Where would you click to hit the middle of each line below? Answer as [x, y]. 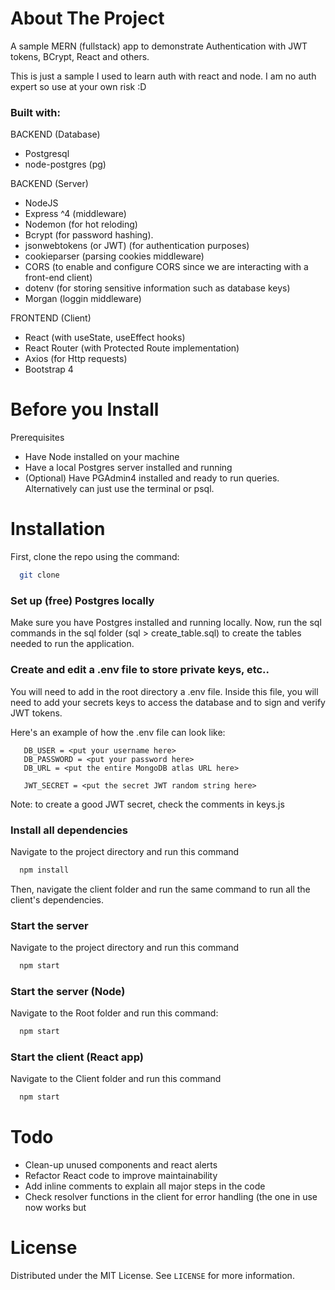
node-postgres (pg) [65, 164]
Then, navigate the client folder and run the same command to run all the [160, 889]
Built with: [35, 112]
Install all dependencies [69, 830]
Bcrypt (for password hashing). [89, 235]
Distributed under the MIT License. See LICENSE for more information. [152, 1276]
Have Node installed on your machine [102, 457]
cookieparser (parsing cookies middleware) [114, 256]
